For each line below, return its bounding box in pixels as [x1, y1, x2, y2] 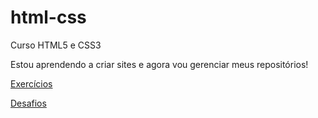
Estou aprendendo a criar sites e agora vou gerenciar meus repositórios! [10, 58, 309, 70]
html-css [10, 6, 87, 29]
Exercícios [10, 77, 53, 90]
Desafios [10, 97, 47, 109]
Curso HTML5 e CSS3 [10, 39, 102, 51]
